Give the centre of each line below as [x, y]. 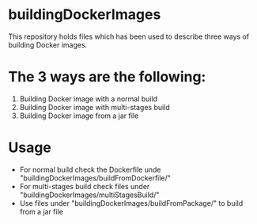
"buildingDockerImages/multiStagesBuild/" [89, 195]
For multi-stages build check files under [85, 186]
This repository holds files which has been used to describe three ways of [129, 36]
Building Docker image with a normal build [89, 99]
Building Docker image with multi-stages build [94, 107]
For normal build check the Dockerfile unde [90, 169]
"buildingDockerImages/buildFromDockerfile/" [95, 178]
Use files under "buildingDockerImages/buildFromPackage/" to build [131, 203]
